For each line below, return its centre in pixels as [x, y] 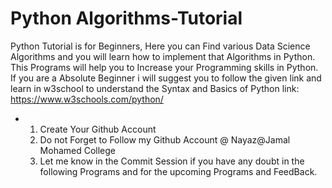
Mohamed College [78, 150]
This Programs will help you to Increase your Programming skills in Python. [164, 67]
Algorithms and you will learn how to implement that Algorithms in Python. [163, 56]
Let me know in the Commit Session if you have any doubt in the [172, 161]
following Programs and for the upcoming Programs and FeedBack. [178, 171]
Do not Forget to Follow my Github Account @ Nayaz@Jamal [165, 139]
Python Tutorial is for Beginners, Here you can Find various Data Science [160, 46]
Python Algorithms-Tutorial [126, 18]
